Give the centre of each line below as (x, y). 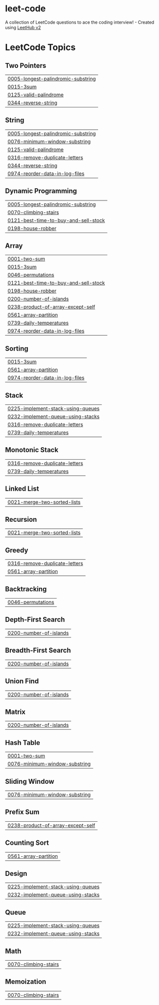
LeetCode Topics (40, 48)
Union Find (22, 681)
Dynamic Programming (41, 191)
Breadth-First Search (38, 651)
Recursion (21, 519)
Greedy (17, 550)
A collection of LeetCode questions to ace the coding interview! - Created (80, 22)
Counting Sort (27, 843)
